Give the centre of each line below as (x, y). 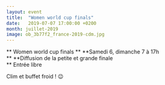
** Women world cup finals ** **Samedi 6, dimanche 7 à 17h (83, 52)
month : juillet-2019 (33, 29)
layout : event (24, 12)
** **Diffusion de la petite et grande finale (60, 58)
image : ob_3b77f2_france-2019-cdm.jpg (55, 35)
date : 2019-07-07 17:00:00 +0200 (51, 23)
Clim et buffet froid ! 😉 (35, 76)
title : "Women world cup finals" (50, 18)
